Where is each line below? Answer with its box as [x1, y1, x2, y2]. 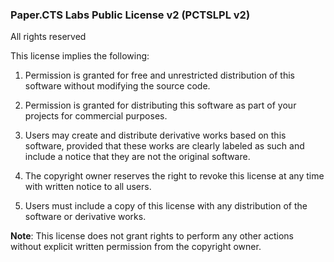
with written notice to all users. [24, 181, 152, 193]
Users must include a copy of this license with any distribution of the [24, 200, 308, 212]
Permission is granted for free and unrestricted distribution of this [24, 69, 296, 82]
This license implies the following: [10, 50, 150, 62]
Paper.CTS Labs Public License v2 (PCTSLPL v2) [10, 8, 251, 22]
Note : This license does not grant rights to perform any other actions [10, 230, 294, 242]
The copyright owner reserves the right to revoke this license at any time [24, 170, 325, 182]
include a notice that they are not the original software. [24, 151, 251, 163]
